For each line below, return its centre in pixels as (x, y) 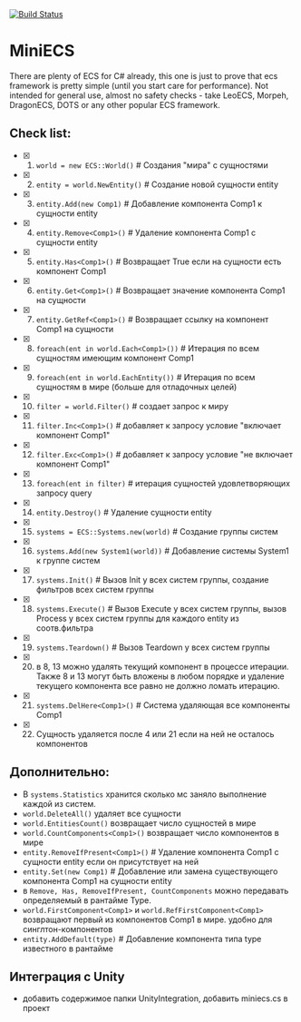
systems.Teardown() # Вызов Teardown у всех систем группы (153, 647)
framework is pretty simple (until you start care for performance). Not (139, 85)
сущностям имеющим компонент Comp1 (115, 358)
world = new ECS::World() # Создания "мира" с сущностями (152, 165)
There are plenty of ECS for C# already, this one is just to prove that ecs (144, 75)
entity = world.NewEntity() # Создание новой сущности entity (157, 184)
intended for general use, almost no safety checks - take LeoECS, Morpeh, (149, 95)
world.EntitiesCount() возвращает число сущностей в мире (139, 823)
